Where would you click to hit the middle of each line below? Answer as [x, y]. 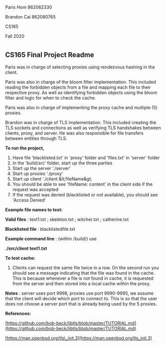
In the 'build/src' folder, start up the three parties [62, 163]
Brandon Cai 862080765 [30, 17]
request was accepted [35, 189]
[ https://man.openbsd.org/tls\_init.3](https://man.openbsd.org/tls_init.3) [79, 338]
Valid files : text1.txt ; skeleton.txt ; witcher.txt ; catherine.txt [67, 219]
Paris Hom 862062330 [29, 7]
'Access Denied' [29, 200]
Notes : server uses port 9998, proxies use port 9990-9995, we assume [79, 293]
